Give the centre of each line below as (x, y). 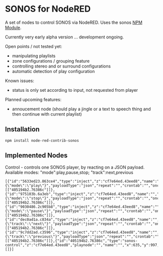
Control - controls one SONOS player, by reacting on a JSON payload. (75, 167)
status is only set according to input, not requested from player (75, 90)
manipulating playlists (34, 56)
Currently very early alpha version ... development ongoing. (65, 37)
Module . (13, 27)
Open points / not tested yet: (33, 46)
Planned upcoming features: (33, 99)
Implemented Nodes (36, 156)
